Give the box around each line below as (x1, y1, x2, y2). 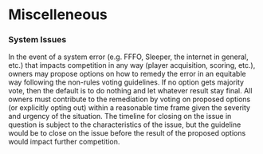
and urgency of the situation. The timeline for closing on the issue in (8, 112, 232, 121)
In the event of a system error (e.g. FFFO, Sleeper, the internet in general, (8, 52, 249, 61)
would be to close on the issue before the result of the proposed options (8, 128, 246, 138)
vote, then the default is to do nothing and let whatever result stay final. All (8, 86, 253, 96)
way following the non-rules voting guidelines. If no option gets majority (8, 77, 245, 87)
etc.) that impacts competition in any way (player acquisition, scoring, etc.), (8, 61, 256, 70)
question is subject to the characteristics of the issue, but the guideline (8, 120, 241, 129)
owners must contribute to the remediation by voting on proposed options (8, 94, 251, 105)
